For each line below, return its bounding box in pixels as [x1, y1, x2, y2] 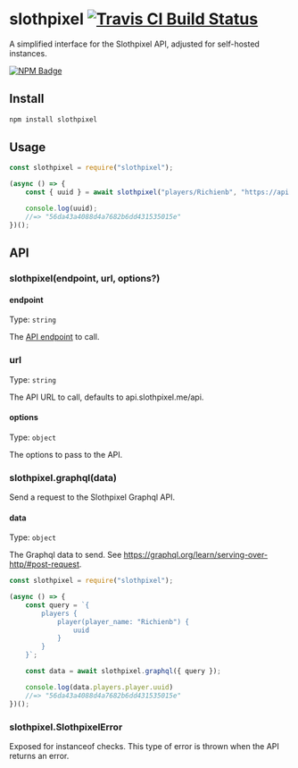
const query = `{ [25, 600, 90, 610]
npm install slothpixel [9, 114, 98, 124]
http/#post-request [9, 559, 80, 570]
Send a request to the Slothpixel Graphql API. [9, 492, 176, 502]
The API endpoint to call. [9, 332, 100, 342]
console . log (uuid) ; [25, 204, 98, 214]
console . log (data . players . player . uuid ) [25, 682, 174, 692]
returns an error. [9, 750, 70, 761]
